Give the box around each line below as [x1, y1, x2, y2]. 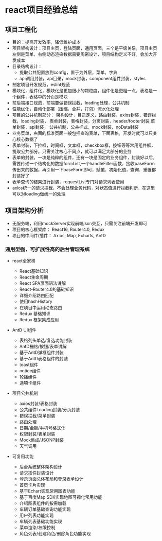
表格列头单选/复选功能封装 [19, 337, 72, 343]
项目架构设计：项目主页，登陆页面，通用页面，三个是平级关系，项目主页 [12, 45, 157, 51]
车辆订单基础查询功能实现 [19, 506, 71, 512]
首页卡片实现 [19, 482, 45, 488]
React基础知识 [19, 268, 49, 274]
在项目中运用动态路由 [19, 305, 62, 311]
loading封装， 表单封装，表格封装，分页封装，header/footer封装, [20, 118, 151, 124]
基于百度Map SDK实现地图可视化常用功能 [19, 494, 103, 500]
